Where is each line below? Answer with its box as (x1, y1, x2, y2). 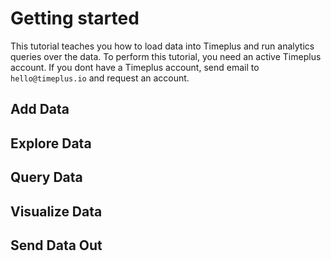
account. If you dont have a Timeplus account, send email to (10, 61, 260, 73)
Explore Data (10, 135, 92, 152)
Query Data (10, 169, 83, 186)
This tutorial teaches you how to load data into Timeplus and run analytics (10, 40, 315, 52)
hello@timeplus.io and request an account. (10, 72, 190, 84)
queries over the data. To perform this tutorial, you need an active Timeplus (10, 50, 322, 62)
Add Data (10, 101, 70, 118)
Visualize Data (10, 203, 103, 220)
